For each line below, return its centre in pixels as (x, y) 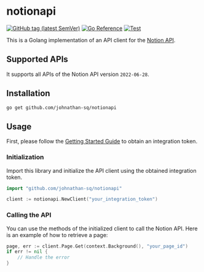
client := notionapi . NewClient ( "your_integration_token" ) (82, 199)
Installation (28, 93)
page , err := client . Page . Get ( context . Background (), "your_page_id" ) (97, 246)
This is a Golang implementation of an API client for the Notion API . (91, 40)
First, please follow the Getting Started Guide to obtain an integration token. (102, 142)
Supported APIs (37, 59)
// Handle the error (44, 258)
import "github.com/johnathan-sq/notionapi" (64, 188)
